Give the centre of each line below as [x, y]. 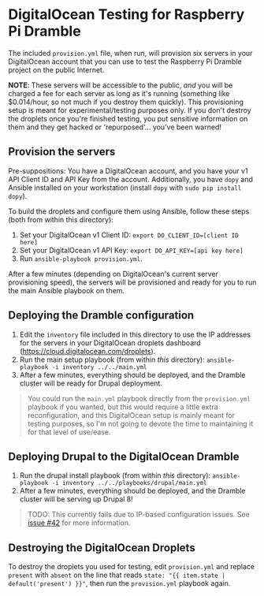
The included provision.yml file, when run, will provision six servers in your [130, 53]
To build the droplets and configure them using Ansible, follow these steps [129, 211]
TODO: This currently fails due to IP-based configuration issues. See [138, 515]
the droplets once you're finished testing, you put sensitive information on [128, 118]
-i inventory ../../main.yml [99, 367]
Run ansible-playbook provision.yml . [81, 259]
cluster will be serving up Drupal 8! [76, 499]
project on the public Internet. [56, 69]
